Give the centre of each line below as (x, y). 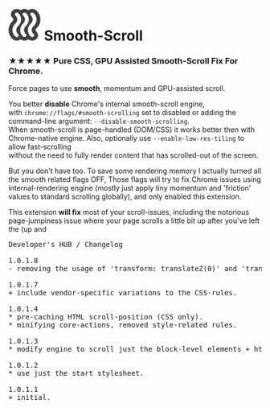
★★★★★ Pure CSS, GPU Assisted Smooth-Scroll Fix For (123, 61)
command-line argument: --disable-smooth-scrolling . (99, 122)
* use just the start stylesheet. (76, 373)
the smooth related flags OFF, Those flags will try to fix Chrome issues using (135, 179)
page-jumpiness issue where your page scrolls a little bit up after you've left (134, 220)
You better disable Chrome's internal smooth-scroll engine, (106, 104)
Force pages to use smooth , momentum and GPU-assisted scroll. (117, 89)
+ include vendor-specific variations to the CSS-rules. (123, 293)
